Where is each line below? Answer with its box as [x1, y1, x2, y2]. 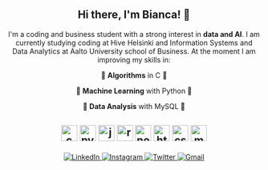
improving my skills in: [97, 55, 171, 64]
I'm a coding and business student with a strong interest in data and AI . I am [8, 29, 260, 38]
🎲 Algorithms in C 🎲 [100, 70, 168, 80]
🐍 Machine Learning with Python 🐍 [75, 86, 193, 95]
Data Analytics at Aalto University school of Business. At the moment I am [12, 46, 256, 56]
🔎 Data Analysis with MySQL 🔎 [82, 101, 186, 111]
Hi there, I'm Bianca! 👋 [77, 8, 191, 22]
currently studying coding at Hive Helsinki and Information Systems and [14, 38, 254, 47]
